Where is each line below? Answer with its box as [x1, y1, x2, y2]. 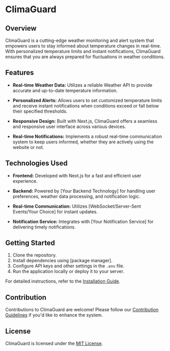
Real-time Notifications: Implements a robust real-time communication [12, 133, 162, 139]
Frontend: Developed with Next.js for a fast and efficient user [12, 172, 142, 179]
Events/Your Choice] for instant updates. [12, 208, 98, 215]
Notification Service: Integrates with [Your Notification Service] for [12, 218, 154, 224]
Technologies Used [5, 159, 67, 168]
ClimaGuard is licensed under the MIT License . [5, 340, 103, 346]
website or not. [12, 144, 44, 150]
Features [5, 68, 34, 77]
